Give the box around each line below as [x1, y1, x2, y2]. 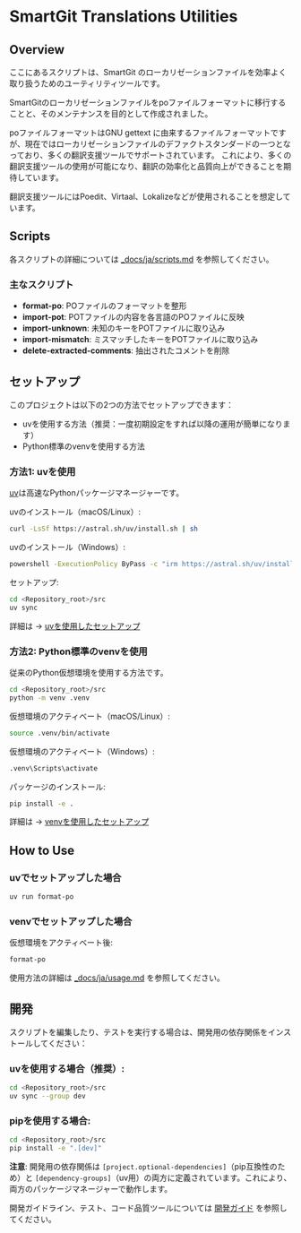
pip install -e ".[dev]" [9, 1144, 102, 1153]
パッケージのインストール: [9, 781, 106, 792]
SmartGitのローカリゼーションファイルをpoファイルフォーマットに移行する [9, 97, 287, 108]
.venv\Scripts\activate [9, 763, 99, 772]
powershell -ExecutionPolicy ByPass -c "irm [9, 560, 178, 569]
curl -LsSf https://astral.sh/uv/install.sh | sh [9, 524, 199, 534]
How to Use [9, 842, 75, 858]
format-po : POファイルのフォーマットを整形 [21, 300, 187, 311]
